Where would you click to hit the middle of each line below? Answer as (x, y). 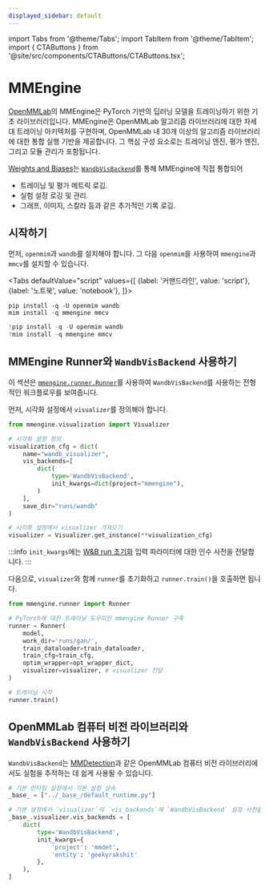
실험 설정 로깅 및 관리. (54, 195)
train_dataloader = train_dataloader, (84, 648)
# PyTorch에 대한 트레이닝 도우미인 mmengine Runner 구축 (96, 619)
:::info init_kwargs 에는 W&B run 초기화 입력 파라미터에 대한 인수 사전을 (121, 552)
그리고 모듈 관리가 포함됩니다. (54, 151)
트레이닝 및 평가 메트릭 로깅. (64, 185)
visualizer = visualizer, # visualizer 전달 (93, 671)
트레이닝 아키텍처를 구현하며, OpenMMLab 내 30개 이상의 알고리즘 (121, 131)
